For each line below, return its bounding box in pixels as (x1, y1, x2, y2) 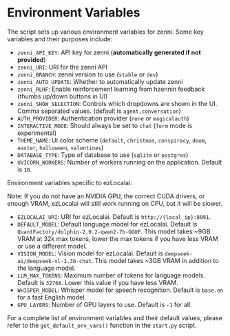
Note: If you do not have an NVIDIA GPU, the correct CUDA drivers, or (7, 191, 205, 200)
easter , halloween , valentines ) (17, 143, 104, 151)
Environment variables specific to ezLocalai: (7, 178, 132, 187)
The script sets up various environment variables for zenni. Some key (7, 28, 205, 36)
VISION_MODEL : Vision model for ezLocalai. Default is (17, 249, 164, 258)
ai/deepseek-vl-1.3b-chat (17, 258, 92, 264)
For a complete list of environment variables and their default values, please (7, 313, 222, 322)
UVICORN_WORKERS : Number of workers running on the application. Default (17, 158, 222, 166)
